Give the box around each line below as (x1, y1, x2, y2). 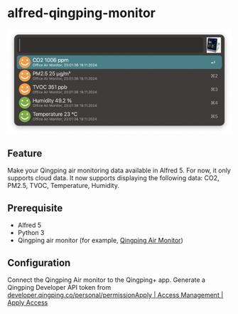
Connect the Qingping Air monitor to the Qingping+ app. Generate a (7, 276, 206, 284)
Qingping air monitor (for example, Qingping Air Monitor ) (17, 236, 183, 245)
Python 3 (17, 229, 45, 237)
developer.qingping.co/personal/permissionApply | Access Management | (7, 291, 224, 300)
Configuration (7, 256, 71, 268)
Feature (7, 147, 43, 159)
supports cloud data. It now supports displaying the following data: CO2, (7, 174, 220, 182)
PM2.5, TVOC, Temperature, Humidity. (7, 182, 119, 190)
